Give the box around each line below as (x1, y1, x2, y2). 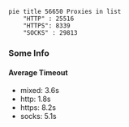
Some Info (8, 47, 50, 58)
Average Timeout (8, 67, 68, 77)
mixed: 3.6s (19, 86, 59, 95)
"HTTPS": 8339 (23, 22, 71, 30)
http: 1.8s (19, 94, 51, 104)
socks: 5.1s (19, 112, 57, 121)
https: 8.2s (19, 103, 57, 112)
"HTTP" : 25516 (23, 15, 75, 23)
